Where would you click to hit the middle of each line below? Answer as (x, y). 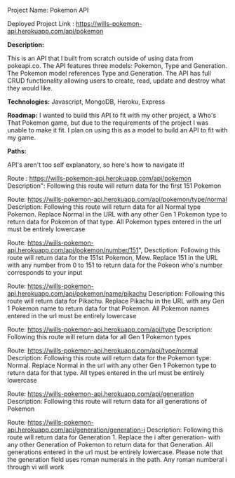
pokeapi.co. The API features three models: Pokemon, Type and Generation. (117, 66)
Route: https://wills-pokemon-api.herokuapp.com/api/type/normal (103, 350)
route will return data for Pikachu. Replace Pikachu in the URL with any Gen (116, 301)
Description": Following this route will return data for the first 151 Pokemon (114, 186)
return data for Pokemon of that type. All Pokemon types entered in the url (115, 221)
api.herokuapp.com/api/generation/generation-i (76, 430)
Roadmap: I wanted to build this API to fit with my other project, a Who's (112, 115)
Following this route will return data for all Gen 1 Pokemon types (99, 337)
